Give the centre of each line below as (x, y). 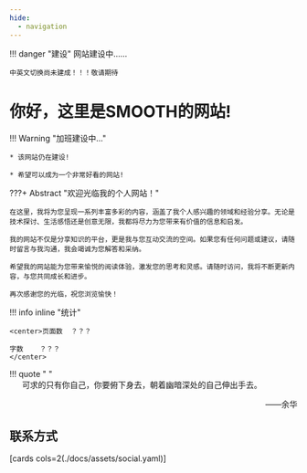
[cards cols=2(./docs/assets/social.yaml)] (88, 458)
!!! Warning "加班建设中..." (58, 139)
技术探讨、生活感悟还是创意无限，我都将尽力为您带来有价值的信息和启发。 (129, 222)
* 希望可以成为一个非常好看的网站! (67, 175)
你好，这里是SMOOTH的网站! (120, 111)
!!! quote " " (31, 374)
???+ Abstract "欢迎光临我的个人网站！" (85, 194)
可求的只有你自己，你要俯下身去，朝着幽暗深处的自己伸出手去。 (142, 385)
